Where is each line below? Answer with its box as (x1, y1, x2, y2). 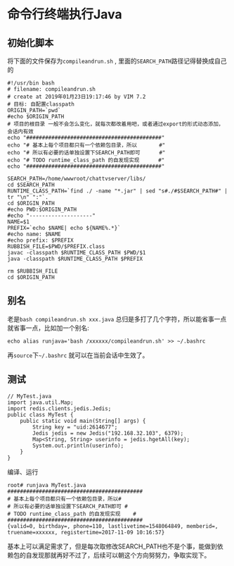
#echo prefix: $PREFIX (7, 237, 74, 244)
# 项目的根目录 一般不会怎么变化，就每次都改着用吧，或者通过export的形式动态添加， (7, 121, 224, 128)
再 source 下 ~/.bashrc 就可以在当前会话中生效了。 (7, 350, 149, 359)
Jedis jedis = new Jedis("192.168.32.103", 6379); (32, 429, 184, 437)
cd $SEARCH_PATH (7, 181, 55, 188)
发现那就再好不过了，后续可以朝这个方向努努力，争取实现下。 (31, 550, 211, 559)
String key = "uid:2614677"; (32, 424, 118, 431)
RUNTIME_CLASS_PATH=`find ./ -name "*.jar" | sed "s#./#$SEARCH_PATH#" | (7, 187, 228, 195)
